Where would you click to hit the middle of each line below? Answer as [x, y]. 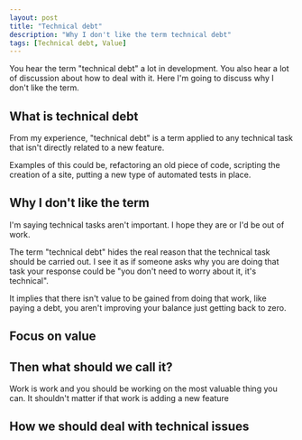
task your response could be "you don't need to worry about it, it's [133, 271]
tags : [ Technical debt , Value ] [68, 43]
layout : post [34, 18]
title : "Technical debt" [56, 26]
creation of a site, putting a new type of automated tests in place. [130, 175]
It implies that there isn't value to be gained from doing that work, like [138, 298]
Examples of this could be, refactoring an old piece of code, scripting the [145, 165]
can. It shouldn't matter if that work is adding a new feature [119, 398]
